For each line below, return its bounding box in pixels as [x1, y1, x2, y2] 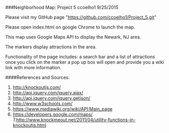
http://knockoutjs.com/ [12, 84, 61, 90]
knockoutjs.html [12, 122, 47, 128]
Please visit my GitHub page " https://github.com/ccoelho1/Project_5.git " [5, 14, 157, 20]
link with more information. [5, 65, 62, 70]
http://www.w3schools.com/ [12, 100, 73, 107]
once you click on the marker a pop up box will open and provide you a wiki [5, 59, 164, 65]
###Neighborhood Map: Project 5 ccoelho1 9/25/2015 [5, 5, 119, 10]
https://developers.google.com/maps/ [12, 112, 93, 117]
